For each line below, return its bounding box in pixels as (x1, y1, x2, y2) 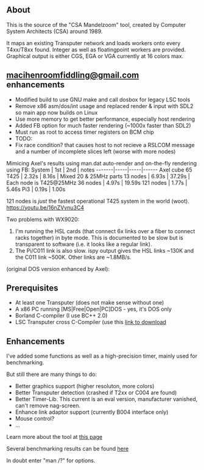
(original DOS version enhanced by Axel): (6, 265, 110, 272)
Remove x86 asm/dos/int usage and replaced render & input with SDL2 (15, 102, 194, 109)
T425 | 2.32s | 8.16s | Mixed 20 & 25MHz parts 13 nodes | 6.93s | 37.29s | (6, 172, 191, 179)
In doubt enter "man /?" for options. (6, 457, 96, 465)
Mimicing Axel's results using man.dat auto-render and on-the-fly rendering (6, 159, 197, 167)
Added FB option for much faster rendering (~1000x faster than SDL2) (15, 121, 191, 129)
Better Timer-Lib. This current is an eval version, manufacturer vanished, (15, 396, 198, 403)
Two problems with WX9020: (6, 215, 80, 223)
